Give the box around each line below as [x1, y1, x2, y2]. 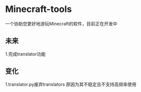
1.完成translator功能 [5, 51, 46, 57]
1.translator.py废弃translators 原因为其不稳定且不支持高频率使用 [5, 81, 136, 87]
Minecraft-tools [5, 3, 72, 15]
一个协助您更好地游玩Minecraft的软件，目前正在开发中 [5, 20, 117, 26]
